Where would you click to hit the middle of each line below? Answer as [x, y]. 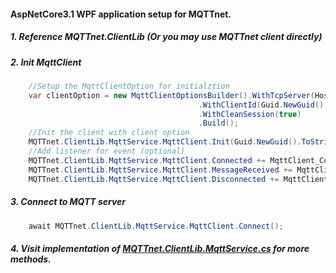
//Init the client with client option [109, 133]
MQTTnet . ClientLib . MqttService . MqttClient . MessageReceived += [160, 170]
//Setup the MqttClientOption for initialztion [129, 86]
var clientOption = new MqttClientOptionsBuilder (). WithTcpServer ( [171, 95]
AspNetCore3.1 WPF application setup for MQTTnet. [121, 14]
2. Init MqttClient [46, 62]
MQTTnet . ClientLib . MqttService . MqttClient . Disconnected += [154, 179]
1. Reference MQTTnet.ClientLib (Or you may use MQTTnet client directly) [166, 37]
